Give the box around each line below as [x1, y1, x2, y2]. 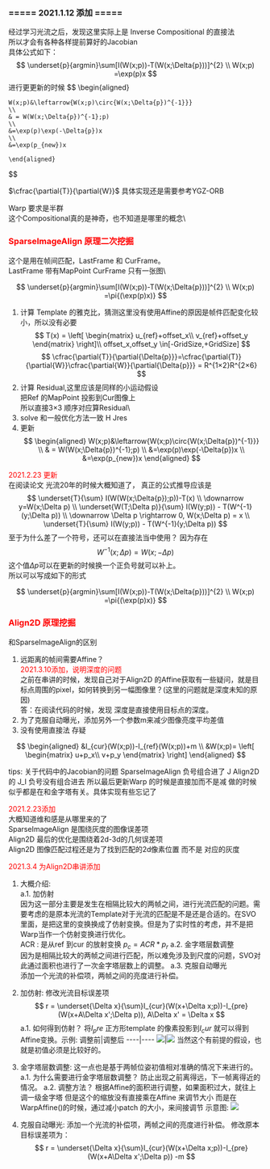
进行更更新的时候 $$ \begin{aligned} [8, 82, 131, 92]
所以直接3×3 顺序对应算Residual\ [19, 403, 131, 412]
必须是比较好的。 [48, 1045, 106, 1055]
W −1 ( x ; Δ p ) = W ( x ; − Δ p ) [96, 546, 175, 557]
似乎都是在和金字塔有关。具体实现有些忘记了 [8, 787, 157, 796]
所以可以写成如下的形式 [8, 571, 86, 580]
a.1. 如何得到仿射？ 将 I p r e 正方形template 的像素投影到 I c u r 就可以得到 [19, 1023, 250, 1036]
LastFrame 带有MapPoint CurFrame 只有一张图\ [8, 265, 167, 276]
